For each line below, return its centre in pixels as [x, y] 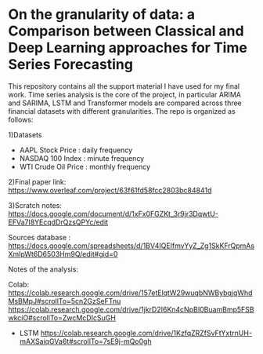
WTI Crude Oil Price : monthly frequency [85, 166]
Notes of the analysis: [43, 269]
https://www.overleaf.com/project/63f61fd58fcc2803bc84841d [110, 190]
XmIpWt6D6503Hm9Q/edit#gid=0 [63, 254]
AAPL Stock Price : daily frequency [76, 150]
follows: [21, 119]
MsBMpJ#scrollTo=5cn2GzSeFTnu [65, 301]
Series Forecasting [70, 65]
